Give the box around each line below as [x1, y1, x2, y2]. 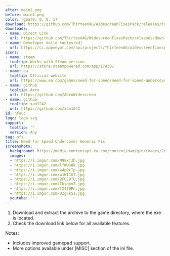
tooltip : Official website [10, 73, 67, 78]
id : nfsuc [5, 111, 26, 116]
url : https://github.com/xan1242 [10, 106, 80, 111]
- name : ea [5, 69, 28, 74]
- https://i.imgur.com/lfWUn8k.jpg [10, 162, 85, 167]
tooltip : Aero [10, 87, 39, 93]
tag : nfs [5, 135, 24, 140]
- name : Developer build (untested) [5, 40, 82, 46]
